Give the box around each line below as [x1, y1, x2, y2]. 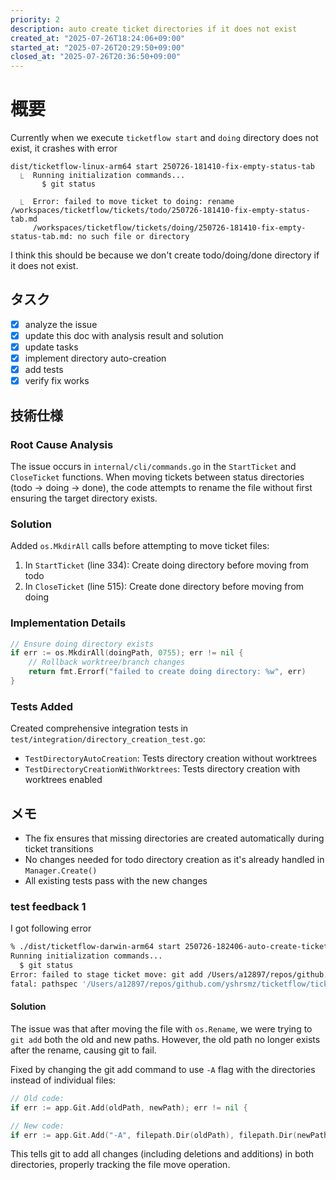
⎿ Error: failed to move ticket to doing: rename [19, 197, 235, 207]
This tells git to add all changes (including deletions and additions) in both [10, 1148, 315, 1160]
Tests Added [10, 699, 73, 713]
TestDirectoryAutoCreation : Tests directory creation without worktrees [24, 752, 318, 765]
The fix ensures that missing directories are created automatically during [24, 832, 325, 845]
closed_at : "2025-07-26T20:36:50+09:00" [10, 52, 182, 62]
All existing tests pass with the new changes [24, 875, 208, 887]
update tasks [24, 341, 79, 353]
